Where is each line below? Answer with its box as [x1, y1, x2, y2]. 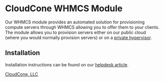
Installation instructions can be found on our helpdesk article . [5, 61, 129, 67]
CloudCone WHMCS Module [5, 3, 123, 14]
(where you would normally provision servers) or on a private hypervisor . [5, 35, 152, 41]
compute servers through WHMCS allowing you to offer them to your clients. [5, 24, 160, 30]
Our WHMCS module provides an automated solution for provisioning [5, 19, 145, 25]
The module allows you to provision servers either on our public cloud [5, 29, 146, 35]
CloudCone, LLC [5, 71, 38, 77]
